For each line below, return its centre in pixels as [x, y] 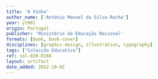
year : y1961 [21, 23]
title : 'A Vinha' [28, 12]
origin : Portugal [28, 28]
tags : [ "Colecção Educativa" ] [44, 50]
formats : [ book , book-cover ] [42, 39]
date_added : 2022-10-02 [36, 67]
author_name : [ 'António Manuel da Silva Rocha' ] [67, 17]
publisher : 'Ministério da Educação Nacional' [65, 34]
